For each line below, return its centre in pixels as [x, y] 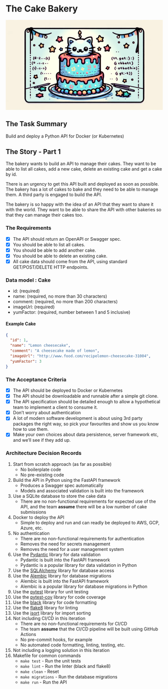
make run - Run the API [44, 682]
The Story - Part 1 [33, 152]
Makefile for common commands [47, 655]
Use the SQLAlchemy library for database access [63, 570]
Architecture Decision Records [44, 453]
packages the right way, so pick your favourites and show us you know [86, 424]
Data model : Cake [28, 280]
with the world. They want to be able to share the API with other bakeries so [84, 210]
